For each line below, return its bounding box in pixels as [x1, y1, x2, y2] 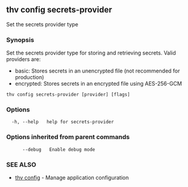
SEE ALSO [6, 160, 37, 168]
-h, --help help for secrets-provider [11, 119, 114, 125]
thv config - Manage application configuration [14, 174, 129, 181]
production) [14, 74, 44, 81]
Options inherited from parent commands [6, 133, 130, 141]
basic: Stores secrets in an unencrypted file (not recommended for [14, 67, 180, 74]
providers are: [6, 56, 41, 63]
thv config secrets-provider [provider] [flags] [6, 92, 130, 98]
